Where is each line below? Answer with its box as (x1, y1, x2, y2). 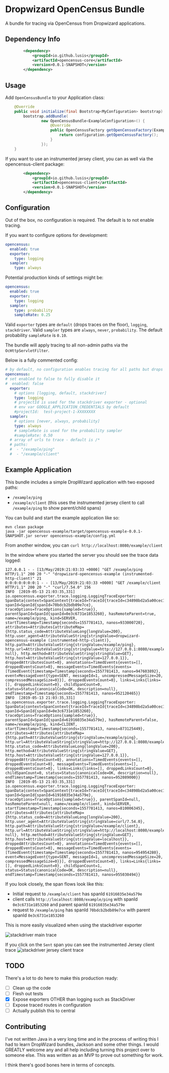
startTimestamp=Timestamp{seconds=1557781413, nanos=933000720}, (5, 620, 145, 625)
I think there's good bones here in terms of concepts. (5, 1062, 116, 1068)
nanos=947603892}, (122, 668, 161, 674)
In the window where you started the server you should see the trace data (5, 552, 158, 558)
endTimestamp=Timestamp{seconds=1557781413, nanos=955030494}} (5, 872, 141, 877)
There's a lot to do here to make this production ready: (5, 975, 118, 981)
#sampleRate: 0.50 (14, 433, 53, 438)
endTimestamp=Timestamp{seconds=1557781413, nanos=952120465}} (5, 691, 141, 696)
